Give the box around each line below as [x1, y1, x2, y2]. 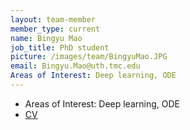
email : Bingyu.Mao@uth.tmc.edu [10, 61, 141, 71]
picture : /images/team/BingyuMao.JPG [10, 52, 168, 62]
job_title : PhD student [10, 42, 110, 53]
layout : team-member [10, 14, 97, 25]
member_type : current [10, 24, 101, 34]
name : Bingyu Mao [10, 33, 83, 43]
